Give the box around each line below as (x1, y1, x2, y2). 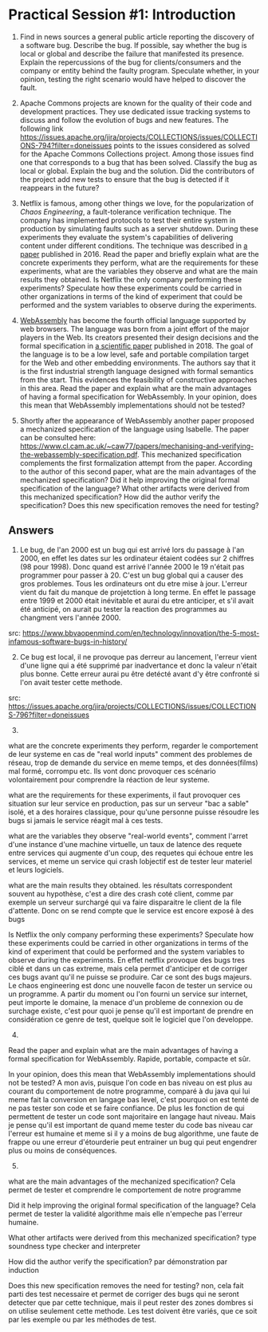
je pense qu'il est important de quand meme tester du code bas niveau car (8, 1120, 254, 1129)
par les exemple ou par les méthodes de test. (8, 1314, 157, 1324)
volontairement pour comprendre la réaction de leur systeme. (8, 774, 210, 784)
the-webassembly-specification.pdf (19, 449, 138, 459)
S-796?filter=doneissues (8, 710, 90, 719)
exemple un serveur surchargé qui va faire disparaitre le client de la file (8, 897, 242, 907)
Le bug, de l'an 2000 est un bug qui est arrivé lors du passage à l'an (19, 545, 245, 554)
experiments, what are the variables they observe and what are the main (19, 266, 258, 276)
